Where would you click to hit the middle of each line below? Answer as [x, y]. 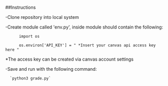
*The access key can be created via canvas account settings [69, 59]
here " [12, 50]
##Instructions [21, 7]
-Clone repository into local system [42, 17]
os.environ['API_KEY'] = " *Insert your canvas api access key [87, 45]
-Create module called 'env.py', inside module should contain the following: [84, 27]
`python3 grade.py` [31, 78]
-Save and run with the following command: [51, 69]
